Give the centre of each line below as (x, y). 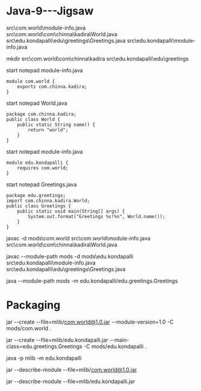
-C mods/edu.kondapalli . (115, 346)
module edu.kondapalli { (37, 163)
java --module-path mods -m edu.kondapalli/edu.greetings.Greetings (92, 281)
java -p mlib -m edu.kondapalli (44, 358)
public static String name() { (56, 125)
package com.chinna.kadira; (42, 114)
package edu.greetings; (36, 195)
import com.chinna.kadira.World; (48, 201)
